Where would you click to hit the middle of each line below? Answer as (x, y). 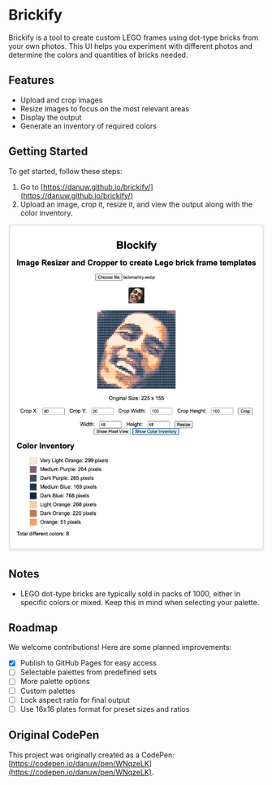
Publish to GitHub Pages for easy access (88, 663)
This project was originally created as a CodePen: (91, 755)
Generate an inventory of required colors (88, 126)
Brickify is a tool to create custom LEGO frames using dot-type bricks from (134, 37)
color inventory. (46, 212)
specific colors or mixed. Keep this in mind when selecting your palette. (140, 602)
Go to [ (32, 187)
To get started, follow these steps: (66, 171)
